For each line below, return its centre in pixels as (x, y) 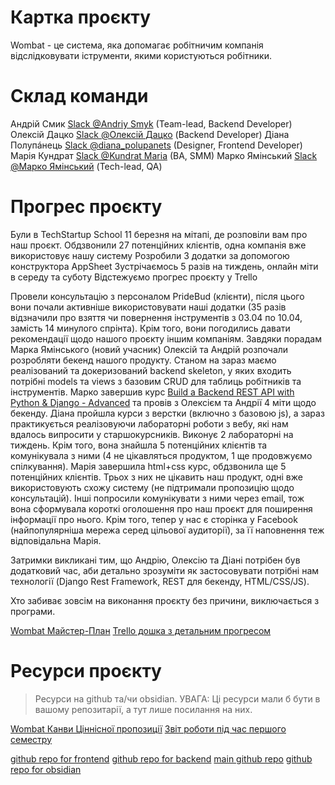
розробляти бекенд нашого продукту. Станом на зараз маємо (143, 360)
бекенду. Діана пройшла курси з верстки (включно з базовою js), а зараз (167, 413)
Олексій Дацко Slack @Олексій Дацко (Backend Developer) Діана (150, 134)
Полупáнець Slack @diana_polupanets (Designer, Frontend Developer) (156, 145)
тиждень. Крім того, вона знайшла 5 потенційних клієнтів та (139, 445)
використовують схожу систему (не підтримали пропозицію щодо (152, 487)
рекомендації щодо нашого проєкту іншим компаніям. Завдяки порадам (166, 338)
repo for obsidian (46, 769)
